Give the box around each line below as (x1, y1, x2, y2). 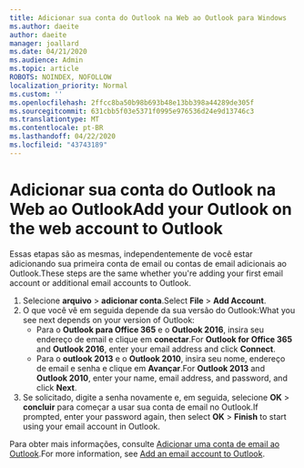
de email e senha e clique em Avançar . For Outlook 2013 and (35, 362, 266, 373)
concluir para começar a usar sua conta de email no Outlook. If (22, 402, 258, 412)
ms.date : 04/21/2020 (9, 47, 88, 56)
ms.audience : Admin (9, 56, 84, 65)
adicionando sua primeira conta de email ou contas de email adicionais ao (9, 258, 287, 269)
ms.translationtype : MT (9, 115, 100, 124)
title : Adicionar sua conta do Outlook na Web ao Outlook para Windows (9, 13, 287, 23)
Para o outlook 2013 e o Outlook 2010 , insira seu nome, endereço (35, 352, 286, 364)
